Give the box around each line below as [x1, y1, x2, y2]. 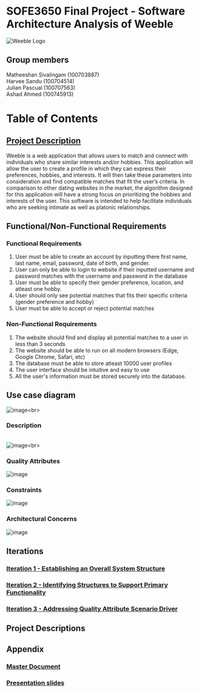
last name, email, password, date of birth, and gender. [15, 259, 150, 267]
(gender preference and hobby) [15, 298, 95, 306]
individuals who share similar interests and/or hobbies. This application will [6, 158, 193, 165]
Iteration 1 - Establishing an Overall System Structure [6, 564, 165, 573]
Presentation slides [6, 679, 65, 687]
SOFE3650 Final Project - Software [6, 4, 185, 18]
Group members [6, 55, 69, 65]
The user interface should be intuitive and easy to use [15, 366, 150, 373]
